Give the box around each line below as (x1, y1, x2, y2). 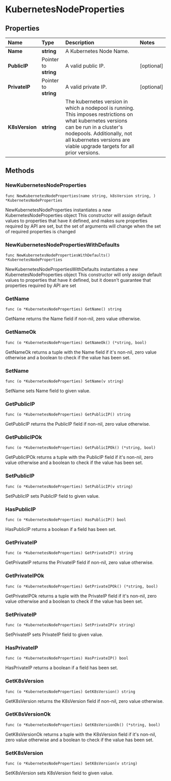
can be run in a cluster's (65, 124, 123, 131)
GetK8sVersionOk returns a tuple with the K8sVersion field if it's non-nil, (5, 731, 157, 737)
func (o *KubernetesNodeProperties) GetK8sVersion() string (5, 689, 136, 694)
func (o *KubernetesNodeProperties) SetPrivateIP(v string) (5, 622, 136, 627)
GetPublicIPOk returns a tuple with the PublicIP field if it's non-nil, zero (5, 454, 154, 460)
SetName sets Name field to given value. (5, 387, 91, 394)
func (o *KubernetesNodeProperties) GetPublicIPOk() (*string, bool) (5, 445, 156, 450)
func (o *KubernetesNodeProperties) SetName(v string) (5, 379, 124, 384)
